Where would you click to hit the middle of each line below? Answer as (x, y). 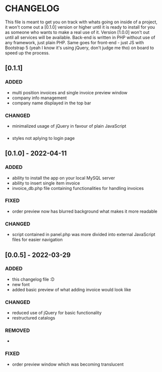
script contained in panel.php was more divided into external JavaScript (84, 235)
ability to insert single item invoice (46, 183)
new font (21, 284)
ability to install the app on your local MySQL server (63, 178)
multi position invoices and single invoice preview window (70, 92)
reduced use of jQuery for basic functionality (57, 313)
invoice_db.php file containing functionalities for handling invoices (78, 188)
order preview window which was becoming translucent (68, 364)
